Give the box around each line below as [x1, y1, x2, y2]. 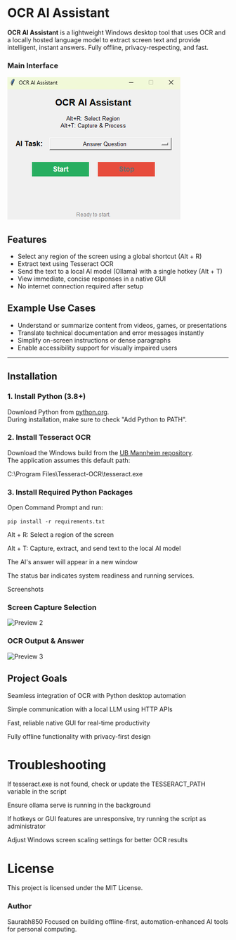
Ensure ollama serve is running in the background [7, 801, 151, 810]
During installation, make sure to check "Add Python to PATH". [7, 415, 188, 424]
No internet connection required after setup [17, 282, 144, 291]
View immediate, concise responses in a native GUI [17, 274, 166, 283]
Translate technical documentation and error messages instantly [17, 329, 204, 337]
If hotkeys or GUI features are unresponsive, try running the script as [7, 815, 206, 823]
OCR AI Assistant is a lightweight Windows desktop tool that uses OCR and [7, 28, 226, 37]
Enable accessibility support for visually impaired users [17, 343, 178, 352]
